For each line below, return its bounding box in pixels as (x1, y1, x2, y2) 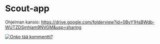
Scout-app (5, 3, 50, 14)
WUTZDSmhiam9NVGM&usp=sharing (5, 24, 82, 30)
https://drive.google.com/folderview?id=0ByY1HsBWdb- (41, 19, 155, 25)
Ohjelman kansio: (5, 19, 40, 25)
